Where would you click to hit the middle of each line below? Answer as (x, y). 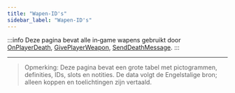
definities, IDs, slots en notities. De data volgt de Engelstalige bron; (121, 74)
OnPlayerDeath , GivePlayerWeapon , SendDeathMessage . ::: (93, 47)
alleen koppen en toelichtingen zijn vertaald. (88, 82)
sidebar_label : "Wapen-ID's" (50, 20)
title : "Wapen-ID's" (37, 14)
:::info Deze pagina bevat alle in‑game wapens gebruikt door (94, 40)
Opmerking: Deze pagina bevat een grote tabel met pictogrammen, (121, 67)
